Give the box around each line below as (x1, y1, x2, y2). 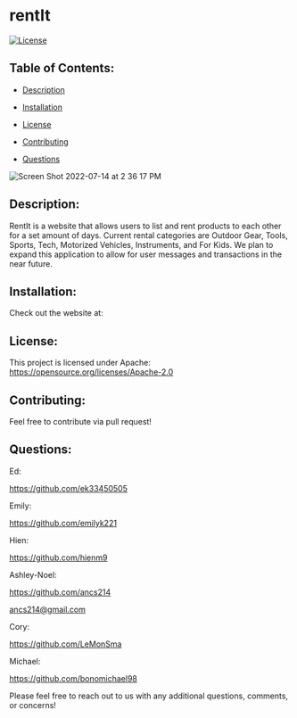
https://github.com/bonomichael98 (9, 673, 138, 683)
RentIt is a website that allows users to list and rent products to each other (9, 220, 282, 231)
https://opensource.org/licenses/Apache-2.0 (9, 367, 174, 377)
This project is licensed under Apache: (9, 358, 152, 368)
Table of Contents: (9, 61, 115, 76)
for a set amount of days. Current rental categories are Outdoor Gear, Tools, (9, 229, 288, 241)
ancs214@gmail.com (9, 604, 87, 615)
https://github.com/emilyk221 (9, 517, 118, 528)
